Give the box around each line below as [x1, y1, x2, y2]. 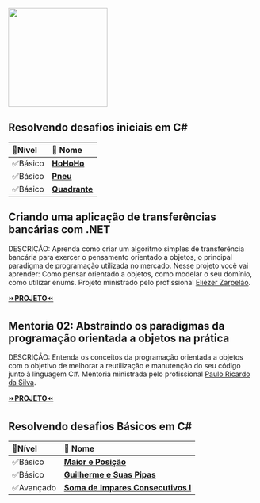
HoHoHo [52, 158, 85, 169]
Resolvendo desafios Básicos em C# [8, 419, 193, 433]
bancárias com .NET [8, 223, 111, 236]
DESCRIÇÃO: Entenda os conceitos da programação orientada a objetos [8, 352, 243, 362]
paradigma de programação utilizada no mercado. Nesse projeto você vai [8, 261, 249, 270]
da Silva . [8, 378, 36, 387]
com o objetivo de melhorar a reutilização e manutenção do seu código [8, 361, 241, 371]
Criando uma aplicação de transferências [8, 211, 216, 224]
